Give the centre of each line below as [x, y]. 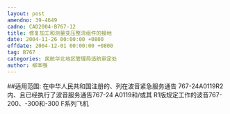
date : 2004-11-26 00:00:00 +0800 [56, 40]
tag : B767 [22, 53]
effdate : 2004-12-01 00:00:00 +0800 [60, 46]
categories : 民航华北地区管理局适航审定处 [62, 59]
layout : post [26, 14]
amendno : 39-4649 [32, 20]
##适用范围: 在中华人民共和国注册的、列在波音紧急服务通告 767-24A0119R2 [115, 86]
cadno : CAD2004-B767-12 [42, 26]
